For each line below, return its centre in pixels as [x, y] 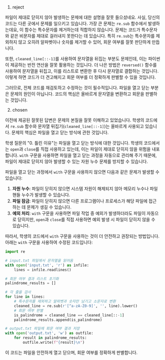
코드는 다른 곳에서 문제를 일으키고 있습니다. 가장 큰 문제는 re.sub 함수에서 [76, 23]
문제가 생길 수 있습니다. [49, 207]
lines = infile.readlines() [43, 270]
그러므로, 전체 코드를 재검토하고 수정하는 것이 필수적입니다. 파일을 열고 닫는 [77, 88]
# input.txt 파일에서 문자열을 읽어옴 [39, 260]
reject [18, 7]
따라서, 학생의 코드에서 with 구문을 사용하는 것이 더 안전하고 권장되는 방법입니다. [82, 236]
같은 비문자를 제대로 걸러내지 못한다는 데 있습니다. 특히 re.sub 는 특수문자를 [82, 36]
